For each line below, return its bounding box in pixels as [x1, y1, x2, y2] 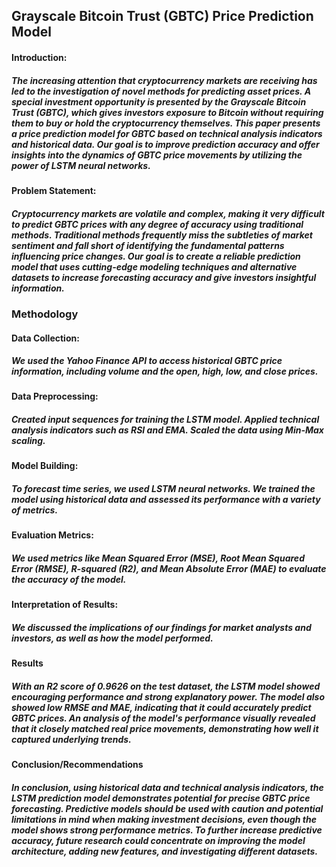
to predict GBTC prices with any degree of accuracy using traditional [11, 218, 304, 230]
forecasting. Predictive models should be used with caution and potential [11, 802, 324, 814]
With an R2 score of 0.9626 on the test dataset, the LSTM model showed [11, 680, 321, 692]
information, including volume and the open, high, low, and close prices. [11, 365, 319, 378]
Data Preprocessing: [11, 390, 99, 403]
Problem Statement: [11, 184, 97, 196]
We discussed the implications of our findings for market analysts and [11, 621, 312, 633]
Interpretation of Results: [11, 599, 119, 611]
